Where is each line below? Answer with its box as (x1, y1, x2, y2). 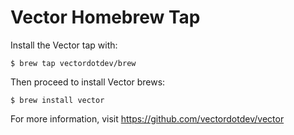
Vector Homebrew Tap (10, 6, 201, 29)
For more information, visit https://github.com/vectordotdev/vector (10, 112, 285, 125)
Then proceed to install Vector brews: (10, 76, 166, 88)
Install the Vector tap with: (10, 39, 118, 51)
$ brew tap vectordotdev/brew (10, 58, 137, 68)
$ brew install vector (10, 95, 105, 105)
